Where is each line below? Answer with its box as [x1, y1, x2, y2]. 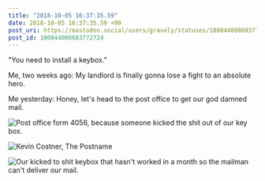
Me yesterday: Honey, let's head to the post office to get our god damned [8, 94, 247, 104]
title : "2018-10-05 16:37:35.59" [8, 11, 118, 20]
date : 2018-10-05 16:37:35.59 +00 [8, 19, 122, 27]
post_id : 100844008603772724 [8, 33, 104, 42]
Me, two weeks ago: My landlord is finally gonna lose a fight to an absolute [8, 70, 252, 80]
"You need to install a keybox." [8, 55, 108, 65]
